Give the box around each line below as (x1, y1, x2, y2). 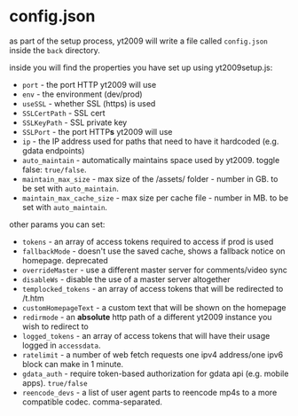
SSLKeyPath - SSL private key (21, 117, 128, 128)
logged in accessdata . (21, 340, 101, 350)
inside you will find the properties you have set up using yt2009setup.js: (9, 62, 273, 73)
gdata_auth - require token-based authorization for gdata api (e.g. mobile (21, 368, 289, 379)
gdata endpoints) (21, 145, 85, 156)
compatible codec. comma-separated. (21, 396, 162, 407)
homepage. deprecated (21, 255, 108, 265)
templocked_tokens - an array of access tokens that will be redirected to (21, 283, 284, 294)
